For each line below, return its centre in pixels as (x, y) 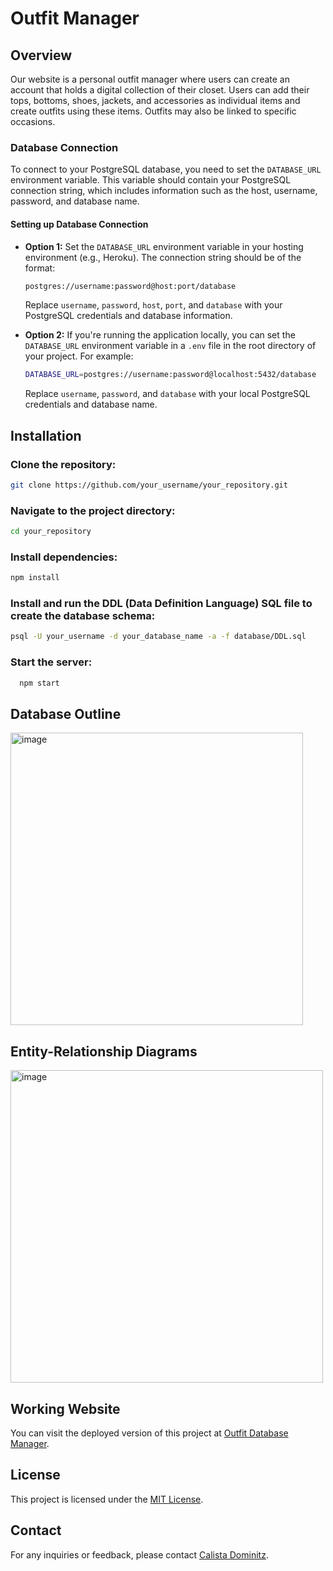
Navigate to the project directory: (93, 510)
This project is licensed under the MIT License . (107, 1499)
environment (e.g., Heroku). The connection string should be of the (163, 257)
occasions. (33, 121)
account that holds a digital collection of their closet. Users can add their (160, 90)
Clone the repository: (63, 464)
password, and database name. (75, 201)
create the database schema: (83, 616)
